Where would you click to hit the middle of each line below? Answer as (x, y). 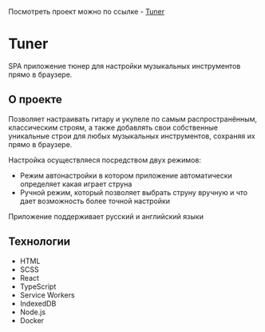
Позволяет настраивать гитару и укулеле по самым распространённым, (133, 118)
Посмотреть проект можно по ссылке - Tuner (87, 12)
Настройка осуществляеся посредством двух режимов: (105, 160)
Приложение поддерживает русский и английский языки (106, 216)
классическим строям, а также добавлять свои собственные (113, 127)
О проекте (35, 100)
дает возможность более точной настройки (95, 201)
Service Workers (47, 294)
